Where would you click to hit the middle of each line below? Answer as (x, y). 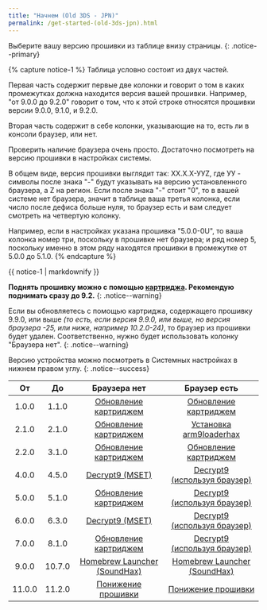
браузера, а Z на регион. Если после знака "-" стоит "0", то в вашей (124, 190)
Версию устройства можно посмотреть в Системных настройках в (123, 360)
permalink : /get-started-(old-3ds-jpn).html (83, 23)
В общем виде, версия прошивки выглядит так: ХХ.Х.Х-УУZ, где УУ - (124, 173)
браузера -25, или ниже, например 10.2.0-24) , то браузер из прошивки (130, 327)
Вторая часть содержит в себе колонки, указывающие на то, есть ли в (129, 125)
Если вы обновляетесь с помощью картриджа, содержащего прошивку (130, 311)
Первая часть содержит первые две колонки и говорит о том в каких (126, 85)
